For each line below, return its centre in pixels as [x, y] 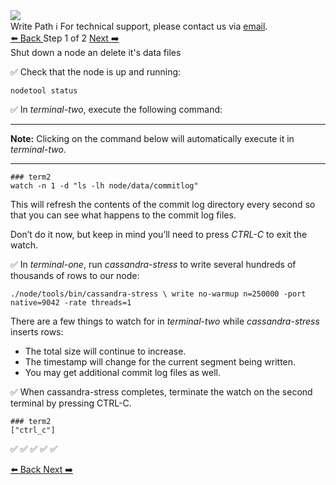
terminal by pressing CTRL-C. [71, 403]
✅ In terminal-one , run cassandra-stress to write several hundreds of [153, 264]
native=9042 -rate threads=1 [71, 303]
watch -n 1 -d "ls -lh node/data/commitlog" [104, 186]
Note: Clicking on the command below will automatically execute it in [152, 138]
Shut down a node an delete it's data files [96, 52]
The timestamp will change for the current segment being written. [160, 362]
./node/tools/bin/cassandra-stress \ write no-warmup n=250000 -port [158, 294]
